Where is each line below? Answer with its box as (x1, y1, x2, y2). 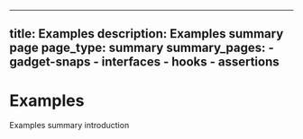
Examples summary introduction (9, 120, 130, 131)
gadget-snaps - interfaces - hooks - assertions (9, 55, 280, 70)
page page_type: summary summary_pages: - (9, 40, 275, 56)
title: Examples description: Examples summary (9, 26, 284, 41)
